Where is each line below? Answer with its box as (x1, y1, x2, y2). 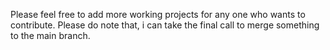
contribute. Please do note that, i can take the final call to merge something (10, 19, 320, 31)
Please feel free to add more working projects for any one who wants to (10, 9, 306, 20)
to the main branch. (10, 30, 91, 41)
